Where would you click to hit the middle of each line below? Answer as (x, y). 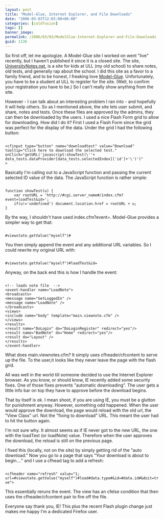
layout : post (18, 10)
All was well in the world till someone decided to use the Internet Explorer (79, 375)
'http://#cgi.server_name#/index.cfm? (84, 195)
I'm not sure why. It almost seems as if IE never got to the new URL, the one (81, 430)
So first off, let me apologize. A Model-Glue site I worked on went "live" (77, 55)
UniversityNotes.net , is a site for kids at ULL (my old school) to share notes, (81, 66)
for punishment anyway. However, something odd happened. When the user (82, 405)
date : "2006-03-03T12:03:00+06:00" (41, 19)
